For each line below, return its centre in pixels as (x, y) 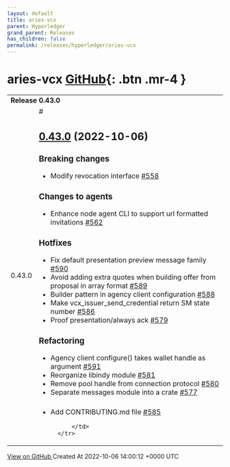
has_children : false (37, 39)
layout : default (30, 13)
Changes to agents (76, 196)
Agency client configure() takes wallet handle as (128, 358)
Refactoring (62, 341)
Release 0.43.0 (35, 100)
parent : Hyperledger (37, 26)
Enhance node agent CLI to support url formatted (129, 214)
